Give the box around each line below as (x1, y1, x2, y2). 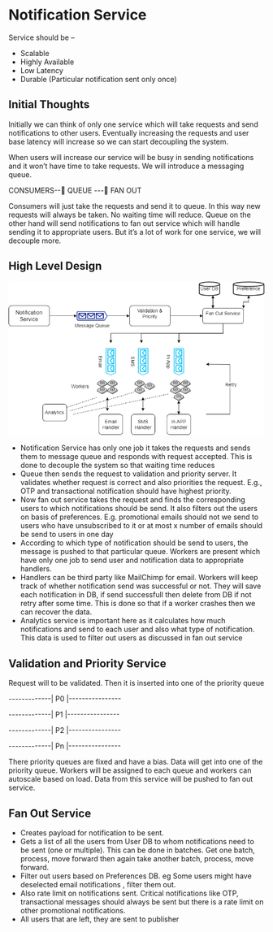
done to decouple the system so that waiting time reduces (19, 461, 215, 470)
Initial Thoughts (8, 98, 90, 111)
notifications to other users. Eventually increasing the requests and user (8, 128, 249, 137)
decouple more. (8, 236, 62, 245)
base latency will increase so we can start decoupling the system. (8, 137, 229, 146)
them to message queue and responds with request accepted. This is (19, 452, 253, 462)
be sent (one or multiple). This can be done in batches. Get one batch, (19, 845, 256, 855)
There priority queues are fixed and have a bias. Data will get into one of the (8, 757, 263, 767)
